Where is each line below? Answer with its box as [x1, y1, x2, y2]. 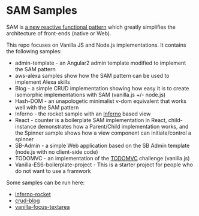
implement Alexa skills [14, 78, 70, 86]
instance [14, 123, 37, 130]
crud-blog [14, 197, 40, 204]
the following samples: [6, 47, 62, 54]
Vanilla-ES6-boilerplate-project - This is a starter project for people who [14, 161, 194, 168]
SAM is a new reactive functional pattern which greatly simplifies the [6, 23, 176, 31]
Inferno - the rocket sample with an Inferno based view [14, 110, 151, 117]
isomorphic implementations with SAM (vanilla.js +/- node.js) [14, 91, 166, 98]
